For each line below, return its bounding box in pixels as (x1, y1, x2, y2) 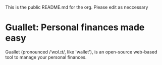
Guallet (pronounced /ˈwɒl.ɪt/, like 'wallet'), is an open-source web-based (5, 48, 157, 54)
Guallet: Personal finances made (5, 22, 145, 33)
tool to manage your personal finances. (5, 54, 87, 60)
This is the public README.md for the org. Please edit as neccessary (5, 4, 148, 10)
